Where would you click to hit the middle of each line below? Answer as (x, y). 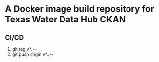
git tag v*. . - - (25, 49)
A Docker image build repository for (79, 9)
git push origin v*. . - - (33, 54)
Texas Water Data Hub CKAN (65, 19)
